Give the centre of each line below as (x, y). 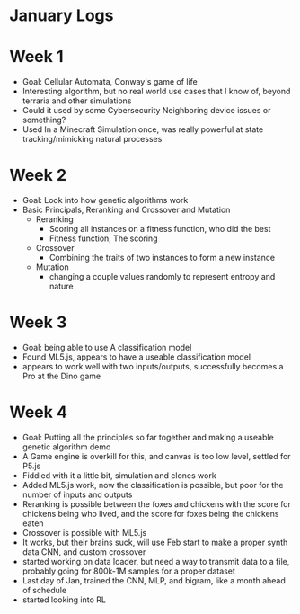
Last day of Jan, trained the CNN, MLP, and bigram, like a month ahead (154, 580)
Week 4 (38, 412)
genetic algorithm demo (66, 447)
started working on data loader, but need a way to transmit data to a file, (156, 561)
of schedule (44, 590)
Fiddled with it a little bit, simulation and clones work (119, 475)
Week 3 (38, 322)
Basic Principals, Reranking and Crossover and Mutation (126, 210)
